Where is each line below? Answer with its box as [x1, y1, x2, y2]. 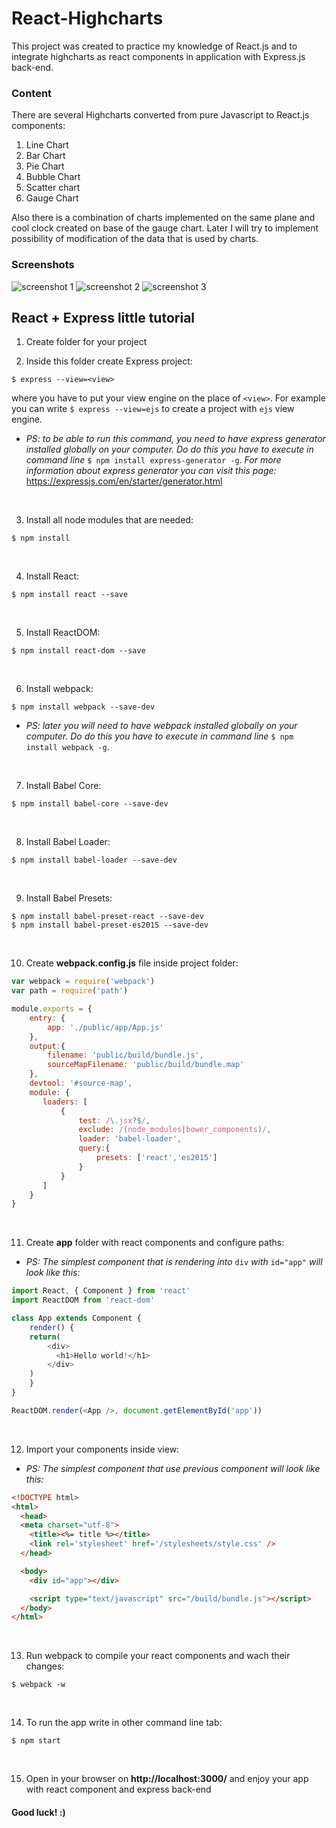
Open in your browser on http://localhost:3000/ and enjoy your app [25, 1773, 309, 1785]
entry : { [29, 1013, 66, 1023]
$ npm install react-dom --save [11, 646, 146, 656]
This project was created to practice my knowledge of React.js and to [11, 40, 298, 52]
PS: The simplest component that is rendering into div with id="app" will [25, 1256, 323, 1268]
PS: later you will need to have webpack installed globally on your [25, 720, 298, 732]
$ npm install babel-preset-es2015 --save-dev [11, 920, 209, 931]
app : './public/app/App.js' [47, 1022, 164, 1032]
